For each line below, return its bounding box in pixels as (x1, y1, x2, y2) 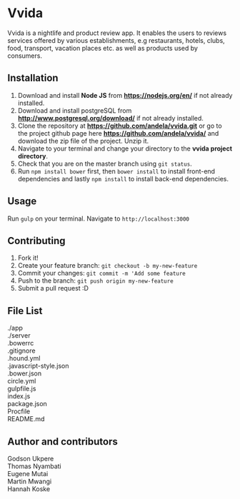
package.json (7, 400, 48, 408)
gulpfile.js (7, 384, 36, 393)
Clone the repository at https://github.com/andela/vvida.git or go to (17, 121, 223, 130)
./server (7, 331, 31, 340)
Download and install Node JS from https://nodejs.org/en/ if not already (17, 91, 233, 99)
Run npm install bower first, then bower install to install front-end (17, 166, 216, 176)
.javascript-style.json (7, 362, 69, 371)
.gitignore (7, 346, 36, 355)
